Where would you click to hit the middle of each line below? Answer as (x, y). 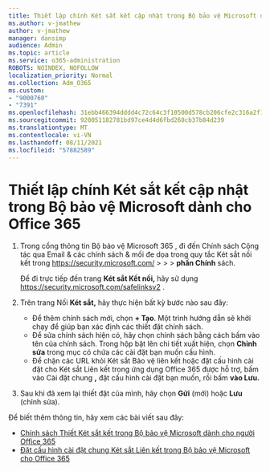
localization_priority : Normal (61, 75)
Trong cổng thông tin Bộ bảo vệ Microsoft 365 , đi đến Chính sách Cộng (139, 246)
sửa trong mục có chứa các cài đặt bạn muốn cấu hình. (123, 352)
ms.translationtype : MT (48, 128)
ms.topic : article (39, 53)
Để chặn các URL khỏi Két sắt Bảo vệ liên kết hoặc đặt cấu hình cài (143, 361)
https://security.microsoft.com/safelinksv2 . (92, 287)
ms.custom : (27, 90)
